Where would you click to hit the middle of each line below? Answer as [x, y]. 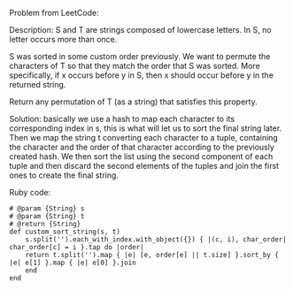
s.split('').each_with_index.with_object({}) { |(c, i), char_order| [156, 240]
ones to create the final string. [64, 175]
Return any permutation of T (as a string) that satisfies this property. [134, 102]
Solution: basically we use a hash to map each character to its [122, 119]
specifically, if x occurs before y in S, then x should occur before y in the [142, 75]
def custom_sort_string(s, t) [65, 232]
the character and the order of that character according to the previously [142, 147]
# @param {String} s [47, 209]
